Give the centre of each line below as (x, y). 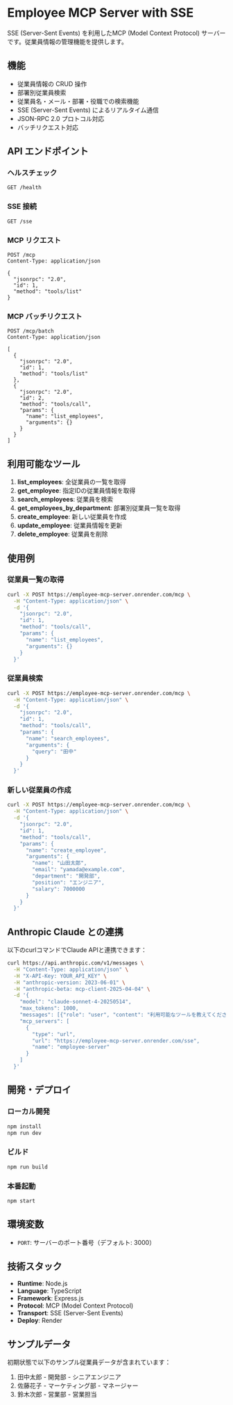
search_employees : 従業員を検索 (65, 500)
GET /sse (20, 221)
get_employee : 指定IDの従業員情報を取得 (76, 491)
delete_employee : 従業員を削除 (62, 534)
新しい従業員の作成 (39, 790)
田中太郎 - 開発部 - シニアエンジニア (69, 1377)
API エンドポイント (48, 151)
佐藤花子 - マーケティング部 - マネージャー (78, 1386)
